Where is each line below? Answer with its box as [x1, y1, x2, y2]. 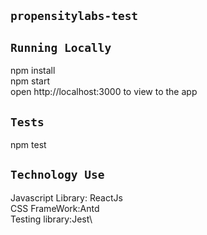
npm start [10, 75, 51, 87]
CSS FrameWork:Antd [10, 202, 100, 214]
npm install [10, 65, 56, 77]
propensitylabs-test [10, 9, 139, 24]
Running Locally [10, 40, 112, 55]
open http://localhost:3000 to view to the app [10, 86, 198, 98]
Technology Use [10, 168, 105, 182]
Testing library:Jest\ [10, 213, 93, 225]
